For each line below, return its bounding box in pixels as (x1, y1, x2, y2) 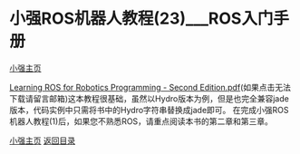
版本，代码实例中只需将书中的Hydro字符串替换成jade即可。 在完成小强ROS (9, 104, 289, 115)
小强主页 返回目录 (9, 135, 75, 146)
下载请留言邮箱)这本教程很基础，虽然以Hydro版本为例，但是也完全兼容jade (9, 92, 290, 104)
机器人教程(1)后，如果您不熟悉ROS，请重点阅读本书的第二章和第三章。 (9, 115, 274, 127)
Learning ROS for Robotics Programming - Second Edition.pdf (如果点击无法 (9, 82, 292, 92)
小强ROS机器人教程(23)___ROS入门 (9, 8, 274, 29)
